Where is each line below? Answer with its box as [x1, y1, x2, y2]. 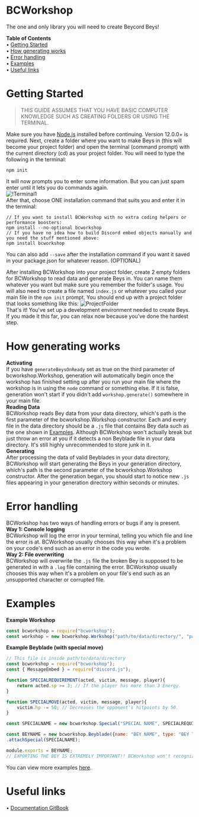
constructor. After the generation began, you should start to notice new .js [6, 473, 190, 480]
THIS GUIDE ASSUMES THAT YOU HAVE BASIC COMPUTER [20, 106, 168, 113]
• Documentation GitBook [6, 804, 69, 811]
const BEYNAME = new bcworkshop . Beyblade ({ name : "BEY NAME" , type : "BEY [6, 732, 190, 738]
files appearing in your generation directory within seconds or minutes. [6, 478, 179, 486]
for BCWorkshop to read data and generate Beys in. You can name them [6, 275, 182, 282]
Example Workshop [6, 616, 56, 623]
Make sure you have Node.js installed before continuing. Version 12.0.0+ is [6, 130, 188, 138]
